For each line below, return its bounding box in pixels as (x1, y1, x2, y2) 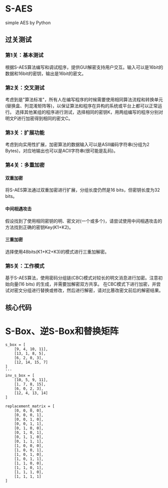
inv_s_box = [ (5, 373, 35, 378)
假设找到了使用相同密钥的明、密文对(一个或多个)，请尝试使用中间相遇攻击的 (5, 218, 162, 224)
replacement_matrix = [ (5, 404, 55, 409)
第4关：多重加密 (5, 162, 45, 169)
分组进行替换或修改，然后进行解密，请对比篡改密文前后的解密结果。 (22, 287, 163, 294)
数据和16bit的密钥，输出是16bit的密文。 (5, 70, 86, 76)
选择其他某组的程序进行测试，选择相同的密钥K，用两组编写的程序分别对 (15, 109, 163, 115)
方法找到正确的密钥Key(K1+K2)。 (5, 224, 74, 230)
